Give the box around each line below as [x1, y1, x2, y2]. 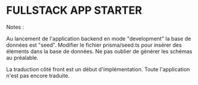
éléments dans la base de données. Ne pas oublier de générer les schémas [6, 47, 193, 54]
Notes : [6, 23, 24, 31]
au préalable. [6, 54, 39, 61]
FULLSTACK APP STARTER [6, 4, 142, 17]
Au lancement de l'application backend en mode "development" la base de [6, 35, 191, 42]
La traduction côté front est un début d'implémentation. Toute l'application [6, 65, 190, 72]
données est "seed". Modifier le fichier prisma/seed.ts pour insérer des [6, 41, 182, 48]
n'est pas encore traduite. [6, 72, 70, 79]
